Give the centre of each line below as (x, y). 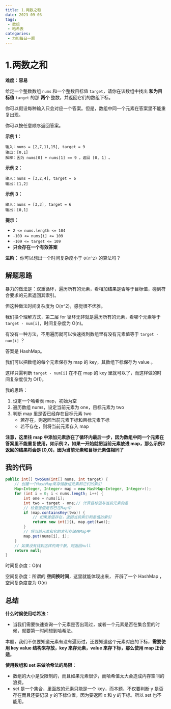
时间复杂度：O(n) (23, 565)
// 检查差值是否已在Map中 (48, 508)
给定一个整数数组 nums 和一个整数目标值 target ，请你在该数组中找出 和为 (82, 91)
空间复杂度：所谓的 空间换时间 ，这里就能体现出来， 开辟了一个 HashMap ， (85, 577)
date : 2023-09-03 (24, 15)
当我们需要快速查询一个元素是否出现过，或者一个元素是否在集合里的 (84, 624)
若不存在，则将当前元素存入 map (54, 426)
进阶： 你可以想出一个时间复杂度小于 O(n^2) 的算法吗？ (63, 258)
